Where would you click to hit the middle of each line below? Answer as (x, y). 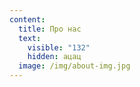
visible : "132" (59, 47)
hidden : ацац (54, 57)
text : (30, 38)
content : (27, 19)
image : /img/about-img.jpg (74, 66)
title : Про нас (50, 29)
